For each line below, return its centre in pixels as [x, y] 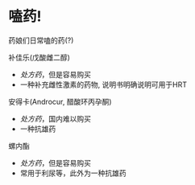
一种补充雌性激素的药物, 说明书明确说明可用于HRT [104, 84]
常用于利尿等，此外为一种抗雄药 [73, 173]
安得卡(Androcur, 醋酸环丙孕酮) [60, 101]
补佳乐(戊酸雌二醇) [39, 57]
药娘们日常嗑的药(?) [41, 40]
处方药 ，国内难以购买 [55, 118]
